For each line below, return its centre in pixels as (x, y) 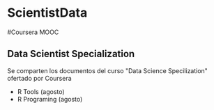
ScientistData (47, 13)
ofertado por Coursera (39, 78)
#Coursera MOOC (33, 32)
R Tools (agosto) (41, 91)
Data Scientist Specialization (71, 54)
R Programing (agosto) (50, 99)
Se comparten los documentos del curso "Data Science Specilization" (107, 70)
